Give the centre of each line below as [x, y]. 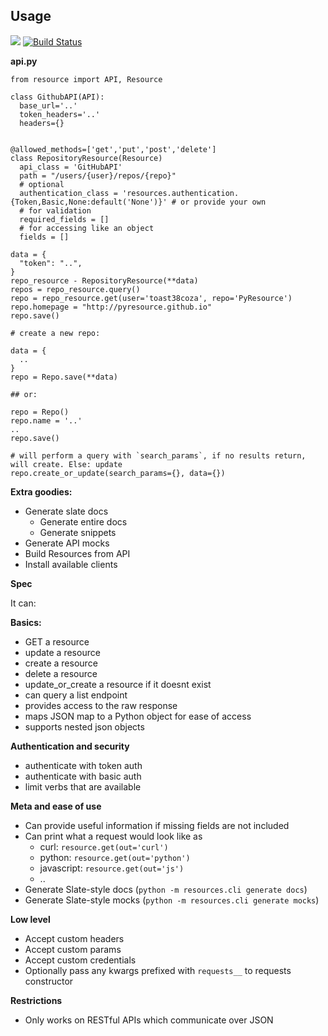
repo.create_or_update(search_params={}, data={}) [118, 473]
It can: [23, 603]
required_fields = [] [64, 219]
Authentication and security [70, 746]
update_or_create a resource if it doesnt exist [118, 684]
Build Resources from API [77, 553]
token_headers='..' [60, 114]
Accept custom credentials [80, 960]
